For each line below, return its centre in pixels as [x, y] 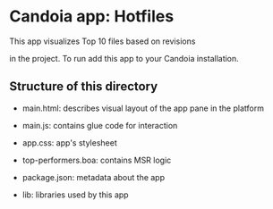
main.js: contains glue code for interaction [100, 125]
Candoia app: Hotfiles [92, 17]
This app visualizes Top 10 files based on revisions [102, 41]
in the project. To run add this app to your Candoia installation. [124, 58]
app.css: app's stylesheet [70, 142]
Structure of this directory [84, 87]
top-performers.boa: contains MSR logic [97, 160]
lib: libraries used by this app [75, 195]
